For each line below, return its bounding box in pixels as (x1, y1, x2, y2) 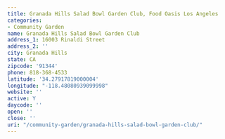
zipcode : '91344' (7, 62, 58, 69)
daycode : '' (7, 102, 42, 109)
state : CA (7, 56, 37, 63)
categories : (7, 17, 42, 24)
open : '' (7, 108, 33, 115)
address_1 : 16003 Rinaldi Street (7, 37, 105, 44)
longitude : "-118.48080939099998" (7, 82, 109, 89)
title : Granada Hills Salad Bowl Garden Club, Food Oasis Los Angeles (7, 10, 219, 18)
